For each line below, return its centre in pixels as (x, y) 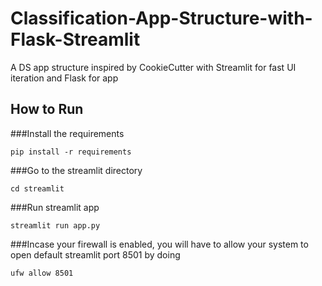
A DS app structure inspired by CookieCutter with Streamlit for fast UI (153, 67)
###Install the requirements (67, 133)
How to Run (47, 109)
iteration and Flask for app (64, 78)
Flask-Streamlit (75, 39)
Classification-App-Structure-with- (161, 18)
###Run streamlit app (55, 207)
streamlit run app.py (55, 225)
